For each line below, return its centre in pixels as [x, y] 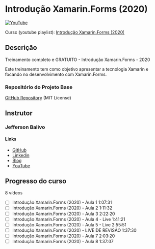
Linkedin [21, 155]
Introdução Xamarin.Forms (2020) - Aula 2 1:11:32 [62, 208]
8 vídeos [14, 193]
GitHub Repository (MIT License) [38, 98]
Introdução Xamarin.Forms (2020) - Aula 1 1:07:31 [62, 202]
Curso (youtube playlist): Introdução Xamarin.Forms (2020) [65, 32]
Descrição [21, 48]
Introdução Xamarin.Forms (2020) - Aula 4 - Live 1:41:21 [69, 219]
